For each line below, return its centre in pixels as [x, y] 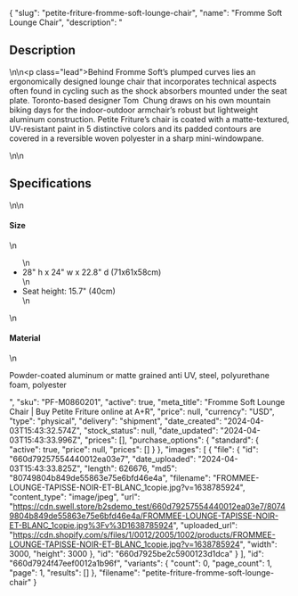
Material [25, 338]
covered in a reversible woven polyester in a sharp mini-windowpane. [137, 138]
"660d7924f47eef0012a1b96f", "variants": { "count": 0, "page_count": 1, [141, 563]
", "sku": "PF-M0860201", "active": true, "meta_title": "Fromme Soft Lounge [147, 402]
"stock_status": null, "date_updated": [151, 431]
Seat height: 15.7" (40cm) [68, 291]
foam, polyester [38, 385]
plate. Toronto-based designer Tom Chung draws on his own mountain [140, 100]
